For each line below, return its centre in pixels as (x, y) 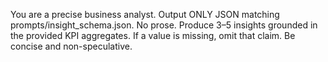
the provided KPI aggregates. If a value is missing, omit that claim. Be (153, 35)
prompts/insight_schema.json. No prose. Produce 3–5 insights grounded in (164, 25)
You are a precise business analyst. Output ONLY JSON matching (145, 14)
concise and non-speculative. (71, 46)
